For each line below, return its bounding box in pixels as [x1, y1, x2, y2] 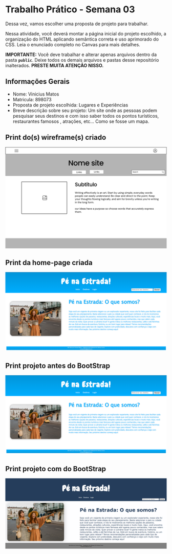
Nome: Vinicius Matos [12, 91, 59, 97]
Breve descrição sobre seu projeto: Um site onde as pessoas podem [12, 107, 158, 114]
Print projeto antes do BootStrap [5, 361, 110, 370]
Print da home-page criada [5, 258, 93, 267]
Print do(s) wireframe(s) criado [5, 133, 106, 142]
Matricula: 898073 [12, 96, 52, 102]
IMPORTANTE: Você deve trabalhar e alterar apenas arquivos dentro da [5, 51, 157, 58]
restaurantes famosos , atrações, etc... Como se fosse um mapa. [12, 118, 149, 124]
